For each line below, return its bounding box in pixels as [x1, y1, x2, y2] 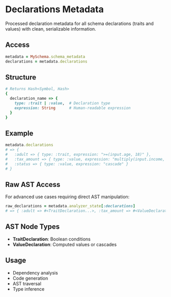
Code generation [12, 275, 48, 281]
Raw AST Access [5, 180, 61, 189]
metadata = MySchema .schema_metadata [5, 54, 85, 59]
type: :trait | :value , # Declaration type [14, 100, 110, 105]
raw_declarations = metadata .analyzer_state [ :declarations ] [5, 204, 136, 209]
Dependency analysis [12, 269, 59, 276]
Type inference [12, 286, 45, 292]
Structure [5, 73, 37, 82]
